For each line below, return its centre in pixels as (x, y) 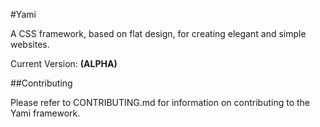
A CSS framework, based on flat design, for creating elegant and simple (158, 33)
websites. (30, 44)
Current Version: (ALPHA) (64, 63)
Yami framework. (45, 113)
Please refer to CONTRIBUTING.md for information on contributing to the (160, 102)
